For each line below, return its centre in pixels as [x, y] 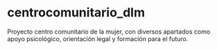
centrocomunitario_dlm [76, 13]
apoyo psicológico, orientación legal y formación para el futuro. [98, 38]
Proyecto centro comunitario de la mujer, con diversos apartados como [109, 32]
